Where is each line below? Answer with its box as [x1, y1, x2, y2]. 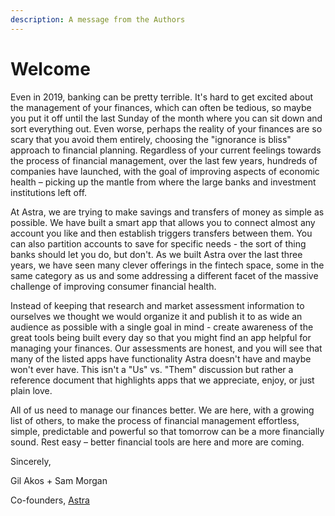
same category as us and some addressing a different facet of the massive [10, 269, 319, 281]
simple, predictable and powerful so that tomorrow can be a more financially [10, 425, 325, 437]
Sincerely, [10, 455, 52, 467]
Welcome [10, 57, 91, 80]
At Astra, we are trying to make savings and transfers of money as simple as [10, 206, 325, 218]
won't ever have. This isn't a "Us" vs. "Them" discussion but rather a [10, 363, 294, 375]
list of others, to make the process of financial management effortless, [10, 414, 300, 426]
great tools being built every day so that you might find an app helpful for [10, 331, 312, 343]
